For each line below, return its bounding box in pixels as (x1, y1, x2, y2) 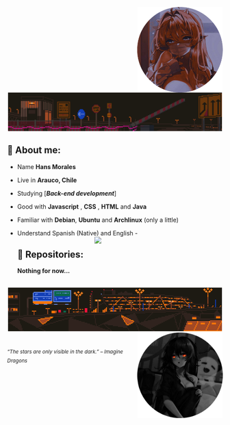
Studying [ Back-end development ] (16, 189, 117, 197)
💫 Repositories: (16, 249, 84, 261)
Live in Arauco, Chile (16, 176, 77, 184)
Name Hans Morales (16, 162, 77, 170)
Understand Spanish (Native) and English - (16, 229, 138, 237)
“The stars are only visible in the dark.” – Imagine (7, 348, 123, 355)
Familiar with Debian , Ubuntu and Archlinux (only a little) (16, 216, 179, 224)
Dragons (7, 357, 27, 364)
